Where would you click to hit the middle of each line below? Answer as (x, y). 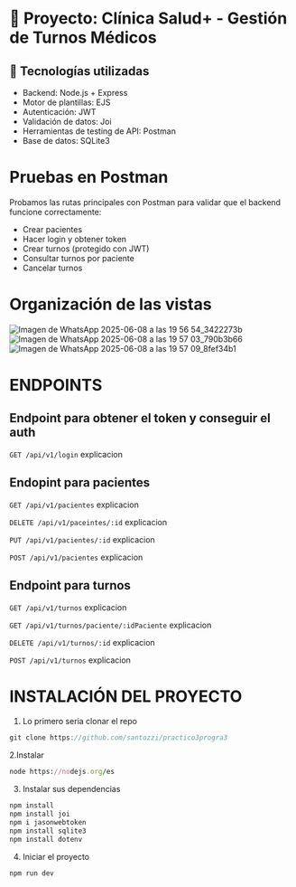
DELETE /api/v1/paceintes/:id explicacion (88, 522)
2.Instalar (27, 755)
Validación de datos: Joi (67, 122)
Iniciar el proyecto (56, 856)
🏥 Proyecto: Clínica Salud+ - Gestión (148, 19)
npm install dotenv (46, 839)
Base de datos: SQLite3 (66, 141)
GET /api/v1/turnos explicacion (68, 607)
